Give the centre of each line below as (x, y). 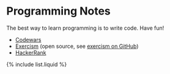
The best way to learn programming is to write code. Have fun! (85, 28)
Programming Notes (59, 11)
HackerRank (31, 52)
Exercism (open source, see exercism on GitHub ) (77, 46)
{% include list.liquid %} (37, 64)
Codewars (28, 39)
